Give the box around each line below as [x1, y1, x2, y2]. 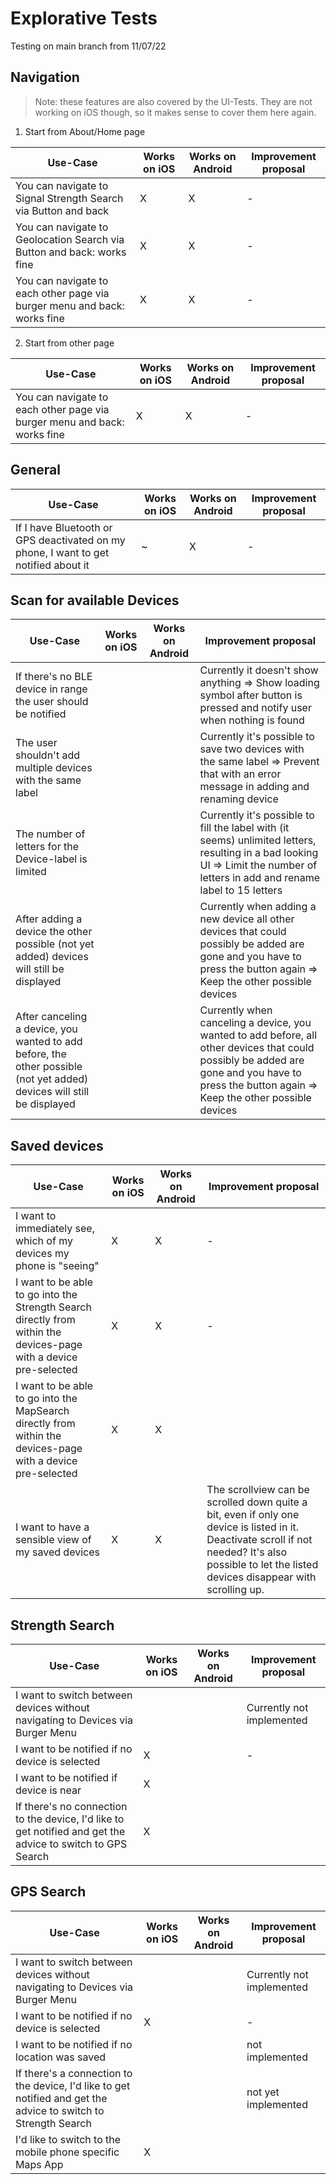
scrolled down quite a [206, 1495, 308, 1509]
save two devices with [199, 742, 305, 756]
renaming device [199, 792, 279, 806]
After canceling [15, 1010, 88, 1024]
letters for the [15, 840, 79, 854]
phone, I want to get [15, 545, 110, 559]
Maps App [15, 2157, 64, 2171]
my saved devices [15, 1545, 100, 1559]
